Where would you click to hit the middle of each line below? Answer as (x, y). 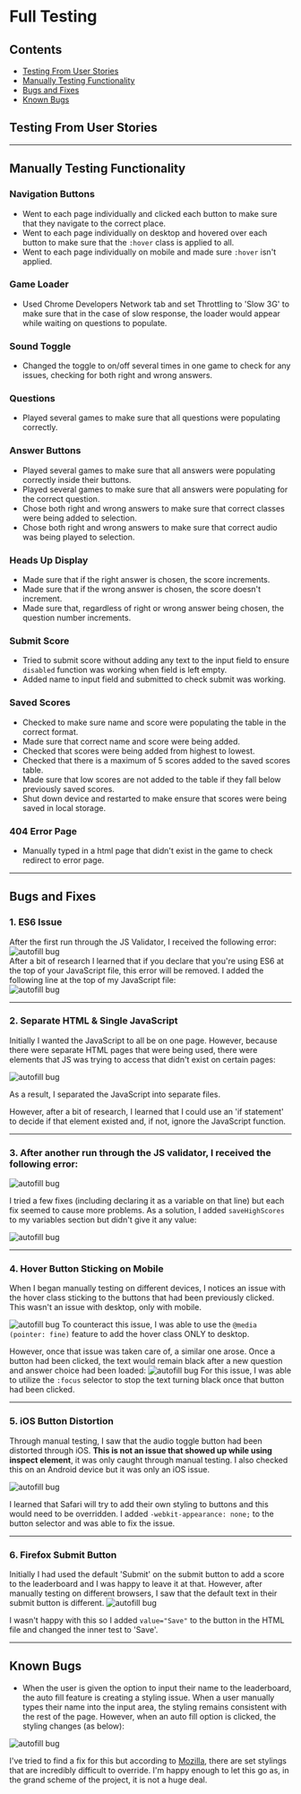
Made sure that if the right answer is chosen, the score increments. (146, 579)
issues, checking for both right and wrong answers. (117, 375)
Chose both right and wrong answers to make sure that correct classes (153, 508)
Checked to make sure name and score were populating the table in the (154, 722)
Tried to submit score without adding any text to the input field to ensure (155, 660)
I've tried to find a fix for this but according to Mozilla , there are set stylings (148, 1760)
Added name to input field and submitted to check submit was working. (154, 679)
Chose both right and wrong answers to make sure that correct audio (150, 527)
